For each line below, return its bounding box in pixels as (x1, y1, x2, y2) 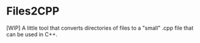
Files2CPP (6, 4, 60, 18)
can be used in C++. (6, 30, 58, 38)
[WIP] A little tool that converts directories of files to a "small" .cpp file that (6, 24, 194, 31)
